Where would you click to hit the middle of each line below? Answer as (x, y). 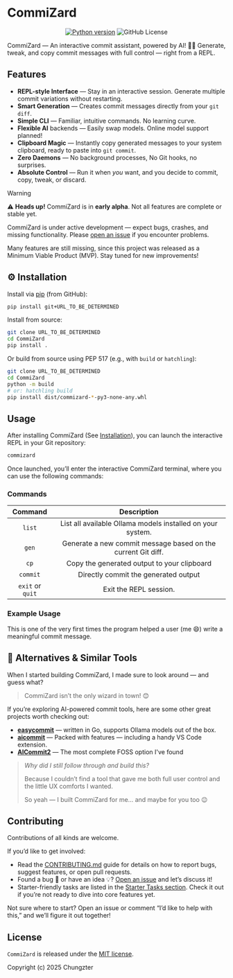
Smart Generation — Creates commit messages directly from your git (118, 106)
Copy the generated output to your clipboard (139, 564)
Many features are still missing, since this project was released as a (103, 248)
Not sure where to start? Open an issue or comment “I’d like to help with (110, 908)
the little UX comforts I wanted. (68, 786)
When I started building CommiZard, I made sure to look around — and (108, 674)
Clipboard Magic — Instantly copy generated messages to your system (119, 143)
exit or (30, 586)
